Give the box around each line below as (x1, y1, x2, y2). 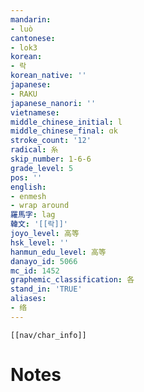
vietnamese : (10, 107, 60, 118)
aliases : (10, 294, 47, 304)
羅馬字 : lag (10, 210, 56, 220)
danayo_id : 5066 (10, 256, 78, 266)
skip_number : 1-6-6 (10, 154, 92, 164)
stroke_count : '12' (10, 136, 92, 146)
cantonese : (10, 33, 56, 43)
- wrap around (10, 201, 70, 211)
